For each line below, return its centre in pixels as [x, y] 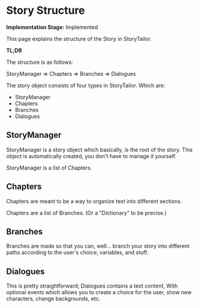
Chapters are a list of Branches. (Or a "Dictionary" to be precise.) [86, 213]
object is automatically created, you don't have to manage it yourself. [91, 156]
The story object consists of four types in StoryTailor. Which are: [86, 85]
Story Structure [46, 11]
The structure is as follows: [40, 62]
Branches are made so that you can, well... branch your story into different [98, 246]
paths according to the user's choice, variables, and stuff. [77, 253]
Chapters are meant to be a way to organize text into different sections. [94, 201]
